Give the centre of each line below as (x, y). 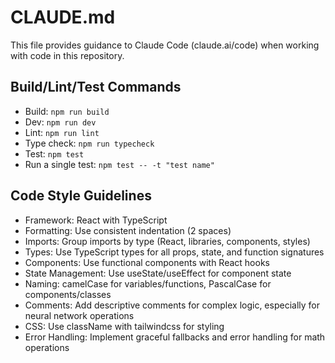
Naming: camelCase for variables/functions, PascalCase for (148, 283)
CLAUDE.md (63, 17)
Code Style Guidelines (81, 196)
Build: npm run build (67, 111)
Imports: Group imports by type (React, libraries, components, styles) (167, 241)
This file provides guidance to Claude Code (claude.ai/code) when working (165, 45)
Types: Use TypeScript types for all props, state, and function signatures (174, 252)
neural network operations (79, 315)
